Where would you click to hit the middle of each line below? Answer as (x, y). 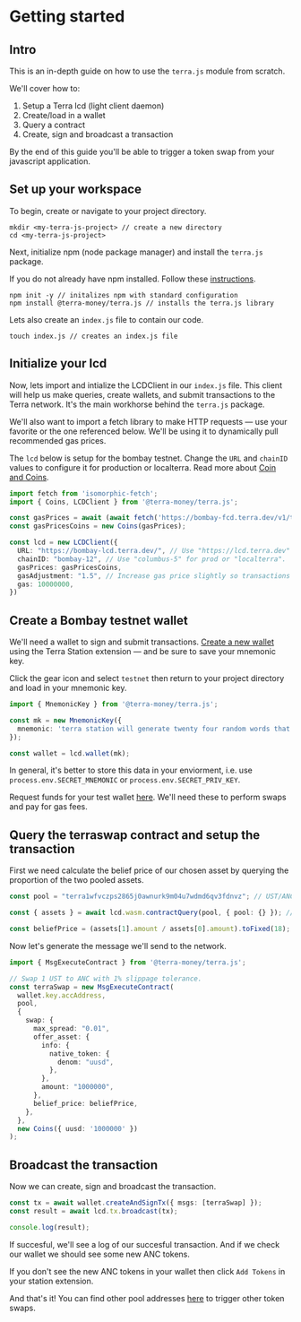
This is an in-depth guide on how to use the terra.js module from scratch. (147, 71)
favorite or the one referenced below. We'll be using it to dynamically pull (144, 431)
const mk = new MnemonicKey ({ (66, 720)
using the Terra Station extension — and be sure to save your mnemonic (142, 652)
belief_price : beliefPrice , (86, 1103)
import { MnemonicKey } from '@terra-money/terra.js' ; (114, 704)
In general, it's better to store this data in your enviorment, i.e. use (131, 770)
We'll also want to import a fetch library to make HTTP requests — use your (148, 421)
